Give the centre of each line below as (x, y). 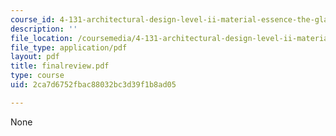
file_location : (42, 38)
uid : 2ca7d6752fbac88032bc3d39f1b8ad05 (93, 85)
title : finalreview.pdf (60, 66)
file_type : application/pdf (69, 47)
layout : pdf (35, 57)
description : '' (44, 29)
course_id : (33, 19)
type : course (37, 76)
